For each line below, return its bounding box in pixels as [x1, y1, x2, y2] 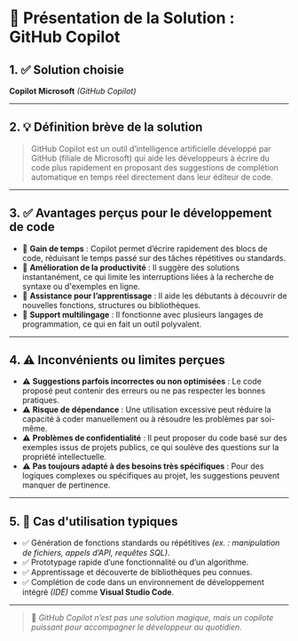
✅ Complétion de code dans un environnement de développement [21, 577, 264, 588]
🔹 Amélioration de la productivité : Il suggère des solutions [21, 262, 240, 273]
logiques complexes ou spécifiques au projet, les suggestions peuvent [21, 471, 280, 481]
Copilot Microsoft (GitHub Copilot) [9, 86, 137, 96]
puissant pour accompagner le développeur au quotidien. [30, 621, 242, 633]
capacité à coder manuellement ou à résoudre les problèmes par [21, 414, 259, 424]
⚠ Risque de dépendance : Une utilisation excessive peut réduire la [21, 404, 272, 415]
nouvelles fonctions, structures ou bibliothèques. [21, 299, 201, 310]
